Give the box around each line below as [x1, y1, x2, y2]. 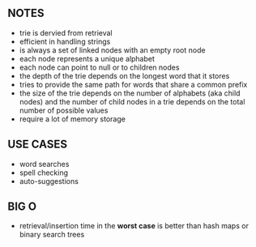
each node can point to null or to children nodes [19, 62, 180, 72]
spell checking [19, 168, 69, 177]
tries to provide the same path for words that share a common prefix [19, 79, 248, 89]
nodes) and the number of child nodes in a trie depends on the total [19, 96, 245, 106]
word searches [19, 159, 70, 168]
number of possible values [19, 105, 109, 115]
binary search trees [19, 230, 85, 240]
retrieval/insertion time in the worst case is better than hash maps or [19, 221, 249, 231]
